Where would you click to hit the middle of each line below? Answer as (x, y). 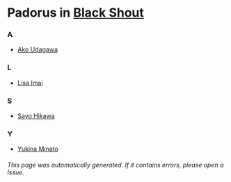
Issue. (16, 172)
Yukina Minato (38, 149)
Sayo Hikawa (36, 116)
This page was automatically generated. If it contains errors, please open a (115, 165)
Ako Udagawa (37, 49)
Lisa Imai (30, 83)
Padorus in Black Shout (76, 13)
